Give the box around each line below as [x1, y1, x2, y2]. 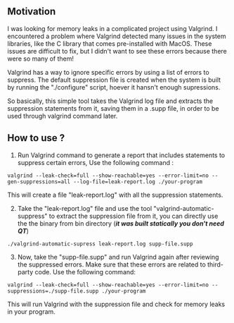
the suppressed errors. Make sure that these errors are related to [17, 260, 206, 269]
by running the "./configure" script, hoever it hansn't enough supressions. [7, 83, 221, 91]
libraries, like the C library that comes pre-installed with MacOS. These [7, 39, 212, 48]
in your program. [7, 307, 56, 316]
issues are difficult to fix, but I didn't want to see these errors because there [7, 47, 227, 55]
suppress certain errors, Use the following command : [17, 158, 174, 166]
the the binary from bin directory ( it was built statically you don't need [17, 219, 225, 228]
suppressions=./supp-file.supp [7, 287, 99, 295]
